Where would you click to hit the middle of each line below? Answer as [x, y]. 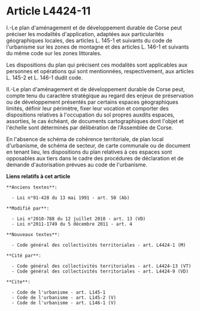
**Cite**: [19, 282]
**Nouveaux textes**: [33, 234]
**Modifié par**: [28, 208]
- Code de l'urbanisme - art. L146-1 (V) [64, 303]
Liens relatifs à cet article [38, 176]
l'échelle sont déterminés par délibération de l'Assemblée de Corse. [90, 127]
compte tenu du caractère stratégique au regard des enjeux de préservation [100, 95]
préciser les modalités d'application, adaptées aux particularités [85, 34]
